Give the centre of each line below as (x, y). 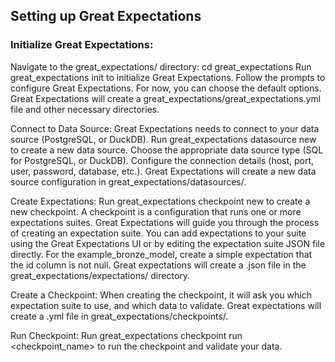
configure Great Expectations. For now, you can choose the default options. (166, 88)
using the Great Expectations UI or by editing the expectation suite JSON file (168, 243)
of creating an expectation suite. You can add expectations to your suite (158, 233)
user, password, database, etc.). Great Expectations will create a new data (163, 171)
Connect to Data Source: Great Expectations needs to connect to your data (165, 128)
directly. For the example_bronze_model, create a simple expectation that (161, 254)
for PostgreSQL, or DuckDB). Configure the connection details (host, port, (162, 160)
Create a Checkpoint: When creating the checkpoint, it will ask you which (161, 295)
